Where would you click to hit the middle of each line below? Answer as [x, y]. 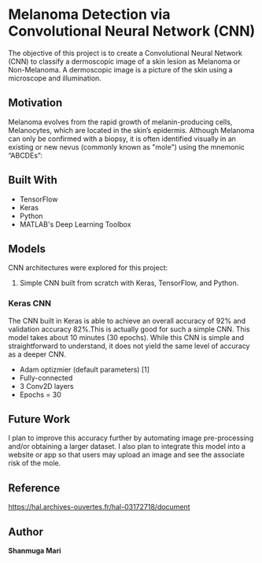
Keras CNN [30, 303]
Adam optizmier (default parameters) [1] [85, 369]
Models [27, 248]
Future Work [39, 419]
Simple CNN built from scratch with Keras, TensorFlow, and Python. [129, 283]
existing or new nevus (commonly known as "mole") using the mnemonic [127, 146]
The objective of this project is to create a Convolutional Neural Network [125, 53]
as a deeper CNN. [37, 354]
